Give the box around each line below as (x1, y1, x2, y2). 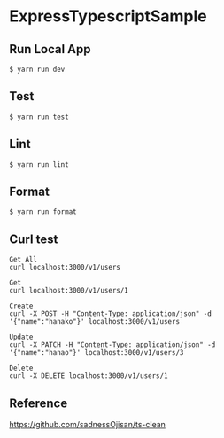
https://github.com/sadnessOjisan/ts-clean (9, 419, 166, 430)
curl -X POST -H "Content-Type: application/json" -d (9, 309, 212, 318)
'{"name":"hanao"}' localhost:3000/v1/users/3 (9, 348, 184, 357)
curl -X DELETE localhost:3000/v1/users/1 (9, 372, 168, 380)
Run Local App (9, 42, 91, 57)
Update (9, 332, 34, 342)
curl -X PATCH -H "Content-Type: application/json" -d (9, 340, 216, 349)
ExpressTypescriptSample (9, 6, 207, 27)
